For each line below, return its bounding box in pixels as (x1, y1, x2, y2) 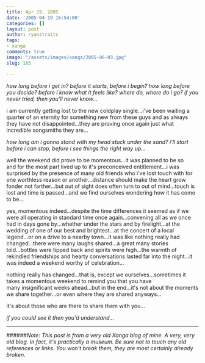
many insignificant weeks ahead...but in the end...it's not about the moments (6, 284, 199, 291)
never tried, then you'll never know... (6, 95, 98, 102)
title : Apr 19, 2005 (6, 9, 59, 15)
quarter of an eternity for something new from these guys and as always (6, 113, 189, 121)
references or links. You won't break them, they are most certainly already (6, 344, 193, 351)
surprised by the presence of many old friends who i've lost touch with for (6, 169, 193, 177)
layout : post (6, 26, 40, 32)
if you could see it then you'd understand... (6, 314, 115, 321)
